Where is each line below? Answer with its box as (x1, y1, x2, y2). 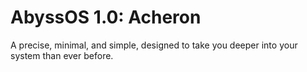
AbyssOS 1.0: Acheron (10, 6, 202, 29)
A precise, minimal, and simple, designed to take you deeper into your (10, 39, 298, 51)
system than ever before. (10, 49, 114, 61)
